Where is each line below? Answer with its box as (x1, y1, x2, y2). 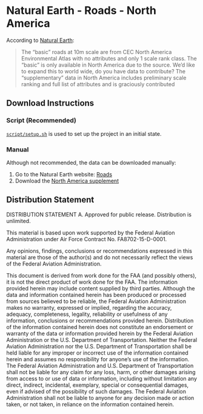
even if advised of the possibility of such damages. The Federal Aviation (6, 387, 187, 395)
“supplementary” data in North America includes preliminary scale (21, 74, 187, 81)
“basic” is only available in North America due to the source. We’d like (21, 61, 195, 68)
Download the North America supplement (15, 177, 119, 184)
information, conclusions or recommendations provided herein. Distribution (6, 316, 194, 324)
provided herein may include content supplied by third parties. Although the (6, 284, 195, 292)
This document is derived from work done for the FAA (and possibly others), (6, 272, 197, 279)
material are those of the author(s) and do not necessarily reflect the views (6, 253, 193, 261)
